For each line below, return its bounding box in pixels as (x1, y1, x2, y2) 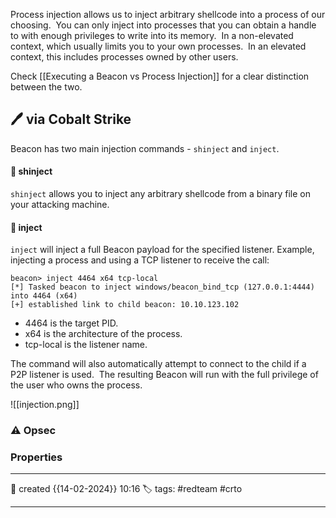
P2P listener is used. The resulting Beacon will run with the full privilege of (10, 369, 319, 381)
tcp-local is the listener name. (24, 339, 148, 351)
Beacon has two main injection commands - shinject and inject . (10, 142, 280, 154)
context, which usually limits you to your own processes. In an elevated (10, 40, 307, 52)
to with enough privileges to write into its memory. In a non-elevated (10, 30, 294, 41)
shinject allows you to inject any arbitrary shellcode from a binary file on (10, 188, 311, 200)
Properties (10, 450, 63, 464)
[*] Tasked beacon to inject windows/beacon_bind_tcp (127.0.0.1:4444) (10, 282, 315, 293)
